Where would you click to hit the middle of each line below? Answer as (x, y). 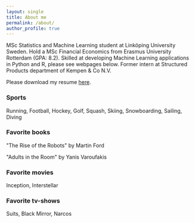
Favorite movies (30, 172)
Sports (16, 98)
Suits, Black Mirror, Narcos (39, 214)
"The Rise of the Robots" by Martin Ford (55, 145)
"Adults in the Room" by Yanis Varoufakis (57, 157)
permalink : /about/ (30, 23)
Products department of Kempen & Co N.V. (59, 71)
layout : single (25, 12)
